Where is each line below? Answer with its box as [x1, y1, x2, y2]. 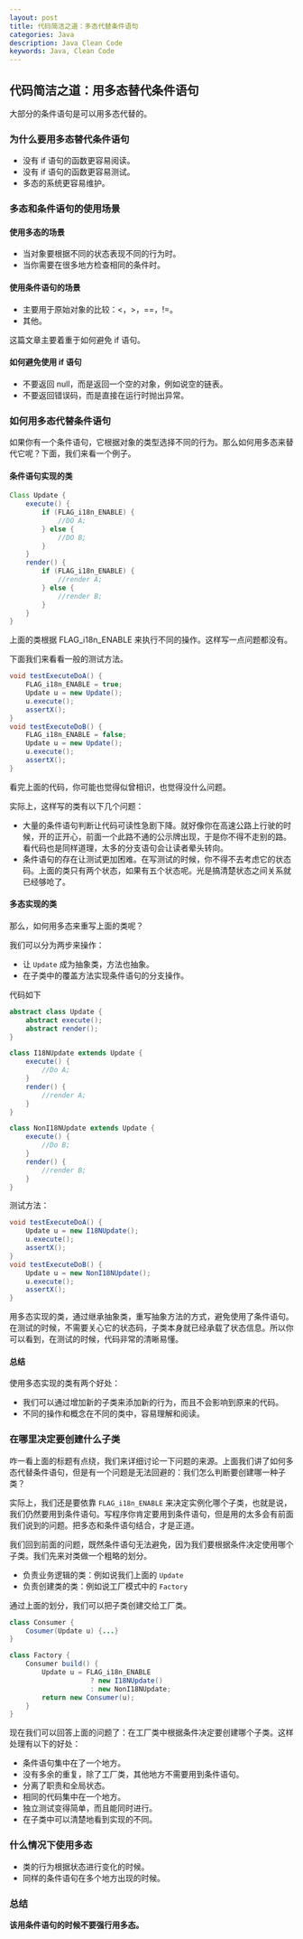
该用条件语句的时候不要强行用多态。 [9, 1919, 144, 1930]
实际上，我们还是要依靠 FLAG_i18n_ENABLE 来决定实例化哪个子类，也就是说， [9, 1496, 292, 1508]
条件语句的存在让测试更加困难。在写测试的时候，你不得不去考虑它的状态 [22, 853, 291, 864]
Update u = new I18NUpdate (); [25, 1226, 140, 1235]
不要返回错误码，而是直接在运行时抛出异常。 [22, 389, 189, 400]
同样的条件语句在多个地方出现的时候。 [22, 1872, 165, 1883]
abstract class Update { [9, 1007, 103, 1016]
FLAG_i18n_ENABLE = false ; [25, 731, 127, 740]
